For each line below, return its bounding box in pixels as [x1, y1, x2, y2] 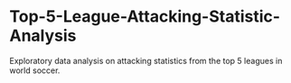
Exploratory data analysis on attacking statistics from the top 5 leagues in [9, 55, 283, 66]
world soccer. [9, 65, 61, 76]
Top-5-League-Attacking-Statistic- [9, 6, 281, 27]
